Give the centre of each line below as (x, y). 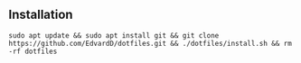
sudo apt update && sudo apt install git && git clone (114, 35)
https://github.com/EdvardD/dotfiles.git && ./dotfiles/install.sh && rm (150, 43)
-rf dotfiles (33, 51)
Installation (41, 15)
